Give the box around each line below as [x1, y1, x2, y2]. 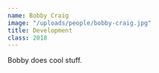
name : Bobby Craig [7, 11, 69, 20]
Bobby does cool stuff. [7, 56, 83, 65]
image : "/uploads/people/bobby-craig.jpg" [7, 19, 152, 27]
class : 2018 [7, 33, 47, 42]
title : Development [7, 26, 73, 34]
